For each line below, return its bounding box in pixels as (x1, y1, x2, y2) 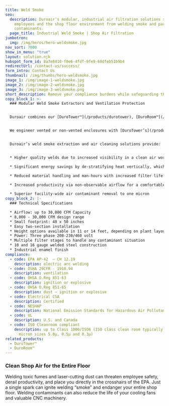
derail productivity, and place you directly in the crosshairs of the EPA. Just (5, 379, 161, 385)
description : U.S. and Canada (14, 318, 78, 323)
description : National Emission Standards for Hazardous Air (14, 308, 145, 313)
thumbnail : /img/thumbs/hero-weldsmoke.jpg (5, 73, 98, 78)
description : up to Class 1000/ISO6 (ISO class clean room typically (14, 327, 163, 332)
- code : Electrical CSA (10, 294, 59, 299)
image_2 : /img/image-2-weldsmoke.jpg (5, 82, 84, 87)
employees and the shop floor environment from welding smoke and (14, 21, 156, 27)
